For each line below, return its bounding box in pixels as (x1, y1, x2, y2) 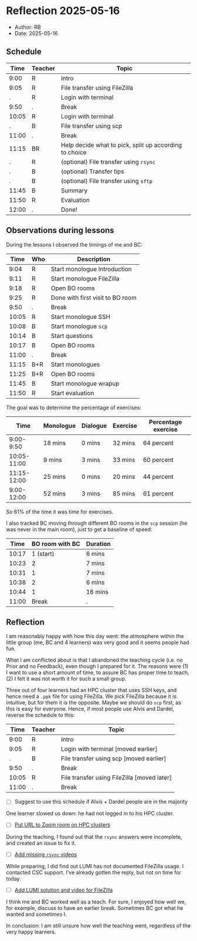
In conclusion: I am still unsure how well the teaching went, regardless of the (6, 922, 191, 929)
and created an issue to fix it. (6, 839, 76, 846)
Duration (86, 539, 111, 548)
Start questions (50, 332, 93, 340)
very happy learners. (6, 928, 57, 935)
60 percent (142, 456, 174, 464)
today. (6, 875, 22, 882)
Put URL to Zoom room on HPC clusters (14, 821, 110, 828)
